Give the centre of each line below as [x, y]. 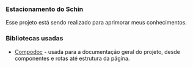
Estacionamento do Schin [45, 9]
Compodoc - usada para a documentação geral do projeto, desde [97, 51]
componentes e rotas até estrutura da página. [72, 58]
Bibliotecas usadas [35, 39]
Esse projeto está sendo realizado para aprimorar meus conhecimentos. [96, 23]
